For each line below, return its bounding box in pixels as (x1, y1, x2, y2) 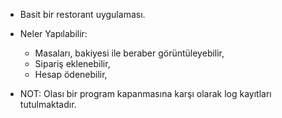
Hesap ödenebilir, (34, 69, 108, 80)
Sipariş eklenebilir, (34, 58, 111, 69)
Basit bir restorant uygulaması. (19, 9, 146, 20)
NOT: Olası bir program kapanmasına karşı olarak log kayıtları (19, 88, 272, 99)
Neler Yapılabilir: (19, 28, 88, 39)
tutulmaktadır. (19, 99, 77, 110)
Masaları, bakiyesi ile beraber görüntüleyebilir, (34, 47, 225, 59)
